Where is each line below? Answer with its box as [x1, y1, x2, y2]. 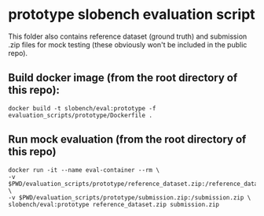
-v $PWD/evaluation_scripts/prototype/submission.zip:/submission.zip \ [8, 193, 251, 202]
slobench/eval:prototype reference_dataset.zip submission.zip [8, 200, 220, 208]
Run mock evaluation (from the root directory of [8, 132, 247, 147]
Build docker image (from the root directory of [8, 71, 238, 84]
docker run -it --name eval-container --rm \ [8, 166, 159, 174]
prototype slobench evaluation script [8, 6, 255, 24]
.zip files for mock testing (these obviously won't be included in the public [8, 39, 247, 49]
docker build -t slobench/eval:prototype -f [8, 104, 156, 112]
